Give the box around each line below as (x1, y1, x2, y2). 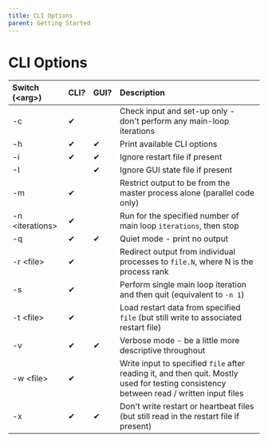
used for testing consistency (119, 378, 227, 389)
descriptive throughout (119, 345, 206, 356)
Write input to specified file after (119, 358, 246, 369)
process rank (119, 266, 169, 278)
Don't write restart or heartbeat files (119, 401, 254, 412)
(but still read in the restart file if (119, 411, 240, 422)
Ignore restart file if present (119, 152, 223, 163)
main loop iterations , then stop (119, 220, 239, 231)
